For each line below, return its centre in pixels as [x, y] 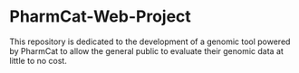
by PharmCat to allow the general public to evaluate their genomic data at [146, 50]
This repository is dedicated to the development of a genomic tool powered [150, 41]
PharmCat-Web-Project [101, 17]
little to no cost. [39, 60]
